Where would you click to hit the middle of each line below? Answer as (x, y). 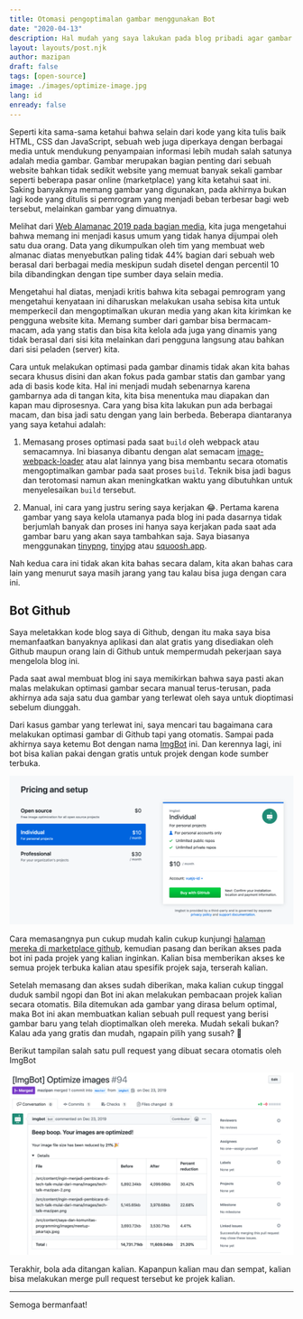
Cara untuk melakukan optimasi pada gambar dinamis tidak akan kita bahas (150, 367)
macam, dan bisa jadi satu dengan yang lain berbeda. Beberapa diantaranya (151, 415)
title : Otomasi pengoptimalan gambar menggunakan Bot (113, 19)
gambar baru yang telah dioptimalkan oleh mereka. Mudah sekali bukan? (144, 1023)
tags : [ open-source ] (48, 77)
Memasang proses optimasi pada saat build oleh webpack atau (141, 442)
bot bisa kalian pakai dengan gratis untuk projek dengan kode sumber (139, 753)
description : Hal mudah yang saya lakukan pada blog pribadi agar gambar (151, 38)
